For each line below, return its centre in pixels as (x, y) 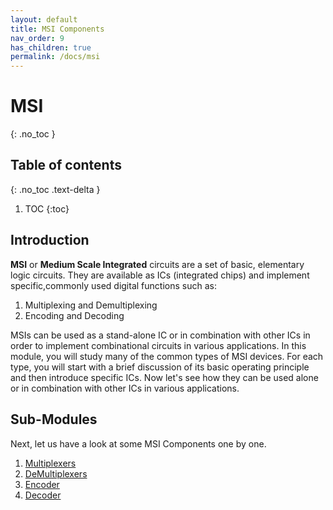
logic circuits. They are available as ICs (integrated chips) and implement (160, 275)
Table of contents (66, 165)
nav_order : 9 (37, 38)
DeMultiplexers (56, 473)
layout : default (44, 19)
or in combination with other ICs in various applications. (125, 388)
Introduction (50, 240)
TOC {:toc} (47, 208)
